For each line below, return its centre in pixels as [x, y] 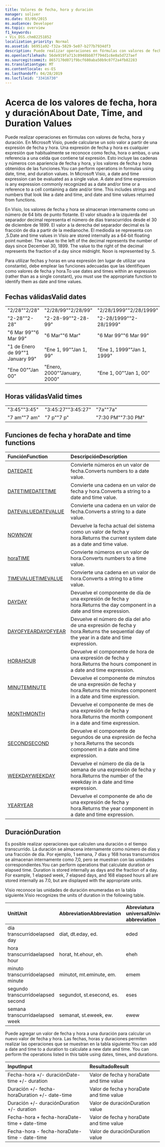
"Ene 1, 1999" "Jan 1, [122, 350]
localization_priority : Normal [37, 42]
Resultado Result [109, 1066]
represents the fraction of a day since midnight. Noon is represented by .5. [81, 251]
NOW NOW [20, 535]
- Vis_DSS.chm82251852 [28, 37]
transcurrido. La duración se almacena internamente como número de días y [82, 849]
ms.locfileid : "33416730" [31, 78]
